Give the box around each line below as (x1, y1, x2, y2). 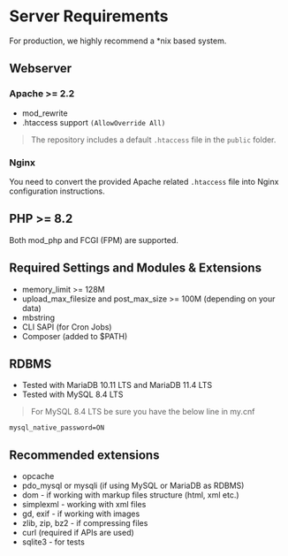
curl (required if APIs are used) (21, 528, 134, 538)
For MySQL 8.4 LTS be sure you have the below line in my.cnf (30, 407, 255, 417)
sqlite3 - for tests (21, 537, 86, 547)
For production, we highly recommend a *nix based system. (9, 35, 227, 46)
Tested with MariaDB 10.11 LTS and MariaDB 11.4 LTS (21, 380, 213, 391)
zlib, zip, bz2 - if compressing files (21, 518, 148, 529)
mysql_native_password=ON (9, 423, 104, 432)
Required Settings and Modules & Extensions (9, 261, 262, 276)
